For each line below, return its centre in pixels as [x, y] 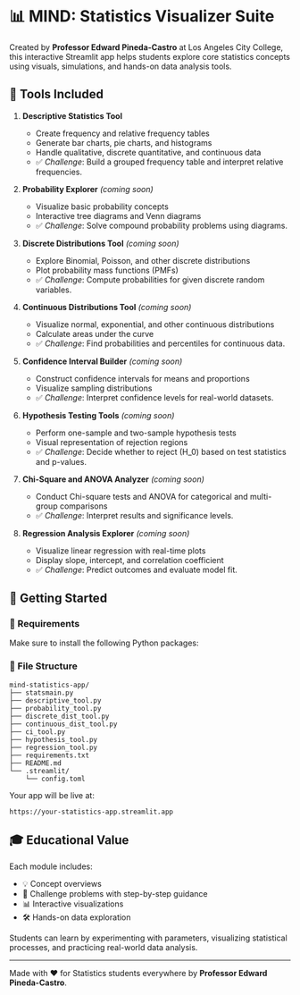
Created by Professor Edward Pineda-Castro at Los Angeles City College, [146, 47]
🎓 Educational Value [69, 840]
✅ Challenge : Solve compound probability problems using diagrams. [162, 225]
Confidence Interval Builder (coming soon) [102, 361]
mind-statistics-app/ [50, 685]
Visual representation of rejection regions [112, 442]
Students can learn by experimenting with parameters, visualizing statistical [148, 938]
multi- [261, 496]
